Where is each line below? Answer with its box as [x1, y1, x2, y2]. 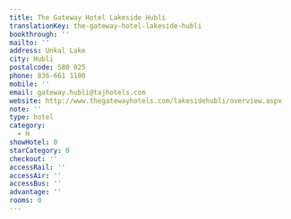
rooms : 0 [9, 196, 42, 206]
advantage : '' [9, 188, 63, 197]
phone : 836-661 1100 [9, 72, 87, 80]
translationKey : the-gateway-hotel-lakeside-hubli [9, 21, 202, 30]
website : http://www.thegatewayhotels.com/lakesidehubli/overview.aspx [9, 96, 282, 105]
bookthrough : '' [9, 29, 70, 38]
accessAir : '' [9, 171, 63, 180]
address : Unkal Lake [9, 46, 87, 55]
